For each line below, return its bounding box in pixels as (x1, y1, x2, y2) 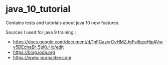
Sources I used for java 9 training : (5, 29, 76, 35)
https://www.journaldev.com (12, 54, 72, 60)
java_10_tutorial (5, 3, 71, 15)
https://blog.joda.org (12, 49, 55, 55)
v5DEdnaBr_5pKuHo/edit (12, 44, 64, 50)
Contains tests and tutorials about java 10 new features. (5, 20, 120, 26)
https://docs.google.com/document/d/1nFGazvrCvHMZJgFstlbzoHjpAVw (12, 38, 163, 45)
